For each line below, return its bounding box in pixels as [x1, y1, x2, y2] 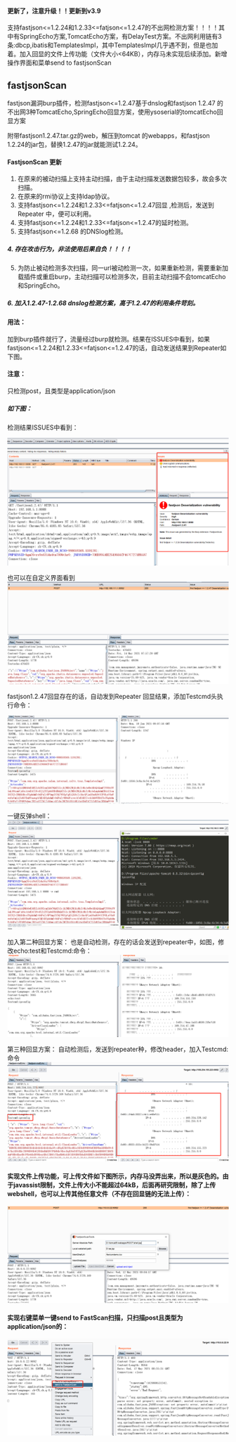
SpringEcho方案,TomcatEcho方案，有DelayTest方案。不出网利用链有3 [19, 32, 223, 41]
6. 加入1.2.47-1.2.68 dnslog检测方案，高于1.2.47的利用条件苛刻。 [7, 299, 199, 307]
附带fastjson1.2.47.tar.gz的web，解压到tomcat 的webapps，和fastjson [7, 131, 211, 140]
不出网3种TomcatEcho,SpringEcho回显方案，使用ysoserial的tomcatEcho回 [7, 108, 223, 116]
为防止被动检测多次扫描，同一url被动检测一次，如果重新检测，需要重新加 [17, 264, 228, 272]
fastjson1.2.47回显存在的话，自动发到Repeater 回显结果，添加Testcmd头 [7, 692, 218, 700]
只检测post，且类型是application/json [7, 387, 116, 395]
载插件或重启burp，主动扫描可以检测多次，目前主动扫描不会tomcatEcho [17, 273, 226, 281]
